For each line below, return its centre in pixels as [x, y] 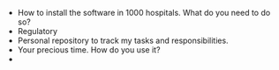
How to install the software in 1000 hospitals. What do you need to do [144, 13]
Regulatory [38, 31]
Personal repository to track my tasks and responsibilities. [123, 40]
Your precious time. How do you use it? [89, 50]
